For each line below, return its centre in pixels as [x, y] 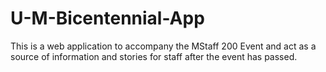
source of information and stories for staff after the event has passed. [154, 56]
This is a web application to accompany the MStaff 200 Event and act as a [163, 46]
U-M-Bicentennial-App [107, 18]
